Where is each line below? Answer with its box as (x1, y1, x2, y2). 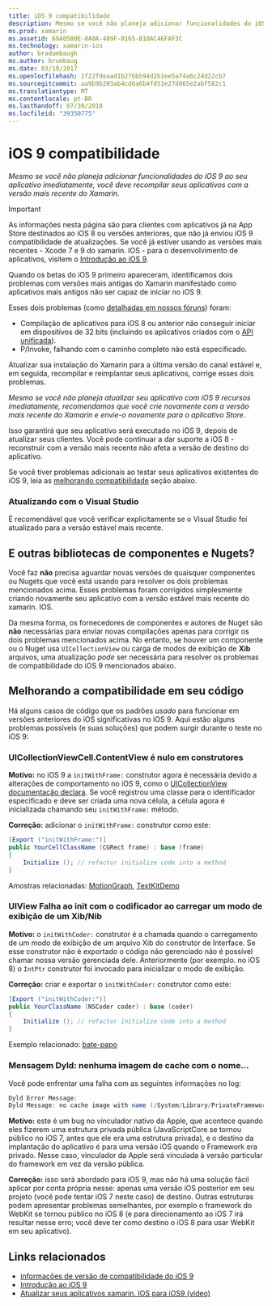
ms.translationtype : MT (8, 87, 89, 95)
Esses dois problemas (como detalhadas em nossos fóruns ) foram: (8, 303, 232, 312)
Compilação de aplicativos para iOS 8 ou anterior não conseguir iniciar (19, 318, 257, 328)
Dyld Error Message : (8, 1094, 79, 1102)
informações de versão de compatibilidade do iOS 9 (19, 1271, 194, 1281)
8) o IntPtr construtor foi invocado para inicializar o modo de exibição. (8, 964, 245, 973)
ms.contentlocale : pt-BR (8, 95, 92, 103)
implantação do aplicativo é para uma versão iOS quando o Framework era (8, 1142, 257, 1151)
